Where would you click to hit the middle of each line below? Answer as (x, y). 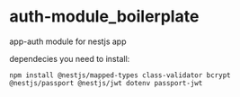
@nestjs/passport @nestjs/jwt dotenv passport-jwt (106, 83)
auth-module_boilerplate (104, 17)
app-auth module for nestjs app (68, 41)
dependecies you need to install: (70, 58)
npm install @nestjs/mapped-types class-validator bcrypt (120, 75)
